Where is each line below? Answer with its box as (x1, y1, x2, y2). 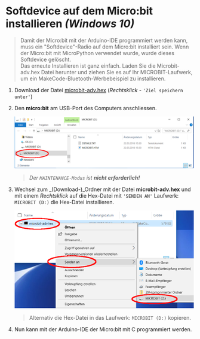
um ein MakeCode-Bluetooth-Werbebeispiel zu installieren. (20, 75, 166, 82)
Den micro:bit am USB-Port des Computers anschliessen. (14, 104, 157, 111)
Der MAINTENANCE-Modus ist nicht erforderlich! (29, 174, 140, 181)
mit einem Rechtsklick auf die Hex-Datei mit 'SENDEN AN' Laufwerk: (14, 192, 179, 199)
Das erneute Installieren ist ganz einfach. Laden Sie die (20, 62, 156, 69)
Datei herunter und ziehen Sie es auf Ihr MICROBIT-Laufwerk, (41, 68, 193, 75)
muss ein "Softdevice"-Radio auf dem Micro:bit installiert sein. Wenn (20, 43, 189, 50)
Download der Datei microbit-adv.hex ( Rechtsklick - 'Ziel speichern (14, 86, 183, 93)
